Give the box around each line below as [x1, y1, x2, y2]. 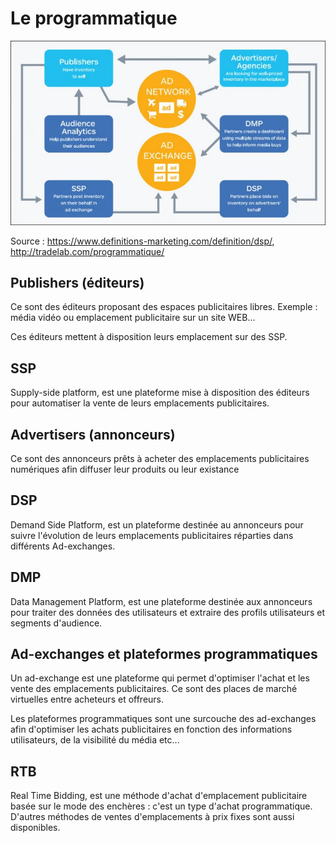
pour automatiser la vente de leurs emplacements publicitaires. [10, 397, 270, 409]
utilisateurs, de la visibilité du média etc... [10, 734, 180, 746]
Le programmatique [10, 7, 178, 30]
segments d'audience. [10, 617, 103, 629]
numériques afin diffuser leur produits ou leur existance [10, 463, 240, 476]
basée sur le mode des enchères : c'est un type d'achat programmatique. [10, 800, 313, 812]
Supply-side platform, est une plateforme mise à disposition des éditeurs [10, 387, 310, 399]
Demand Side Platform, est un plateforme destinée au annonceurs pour [10, 518, 304, 531]
